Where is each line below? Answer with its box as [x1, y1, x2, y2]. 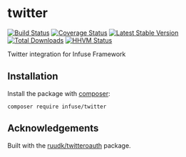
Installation [7, 70, 58, 82]
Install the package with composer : [7, 89, 110, 97]
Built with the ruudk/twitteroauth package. [7, 141, 131, 150]
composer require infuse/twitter [7, 103, 107, 110]
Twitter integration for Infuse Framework [7, 50, 126, 58]
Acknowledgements [7, 122, 99, 134]
